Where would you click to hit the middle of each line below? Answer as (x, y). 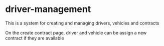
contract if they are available (35, 38)
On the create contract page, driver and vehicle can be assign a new (76, 32)
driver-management (48, 9)
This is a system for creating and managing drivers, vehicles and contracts (82, 23)
